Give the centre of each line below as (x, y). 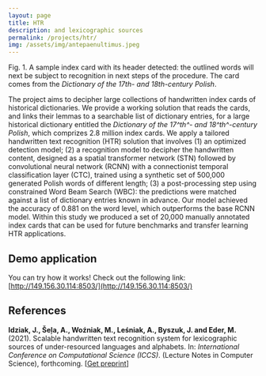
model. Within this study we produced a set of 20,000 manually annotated (129, 217)
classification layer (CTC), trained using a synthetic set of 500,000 (117, 175)
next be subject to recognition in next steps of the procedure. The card (124, 76)
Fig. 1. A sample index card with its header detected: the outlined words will (131, 67)
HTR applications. (37, 234)
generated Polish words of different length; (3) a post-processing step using (133, 183)
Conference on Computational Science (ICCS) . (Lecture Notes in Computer (131, 355)
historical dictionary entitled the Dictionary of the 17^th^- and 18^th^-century (133, 125)
